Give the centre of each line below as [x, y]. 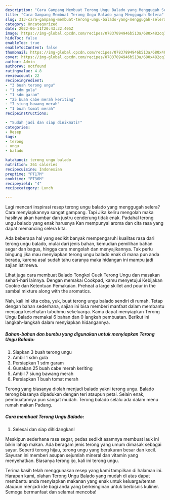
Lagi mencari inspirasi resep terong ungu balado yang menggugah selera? [83, 207]
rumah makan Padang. [29, 405]
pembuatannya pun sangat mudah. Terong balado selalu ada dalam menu [82, 400]
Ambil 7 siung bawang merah [43, 374]
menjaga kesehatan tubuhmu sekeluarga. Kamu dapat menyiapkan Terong [83, 312]
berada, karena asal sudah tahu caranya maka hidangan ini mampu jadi [79, 260]
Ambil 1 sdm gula [30, 358]
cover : [12, 57]
